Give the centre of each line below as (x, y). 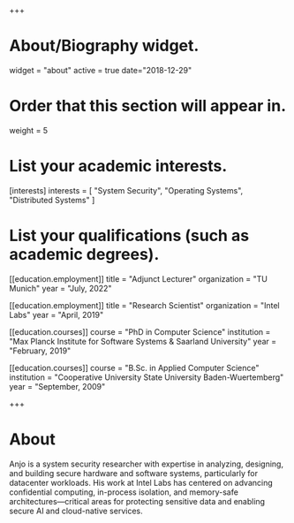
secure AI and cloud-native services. (76, 511)
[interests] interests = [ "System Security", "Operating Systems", (126, 190)
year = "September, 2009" (57, 386)
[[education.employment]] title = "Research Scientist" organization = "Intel (144, 305)
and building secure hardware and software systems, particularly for (134, 473)
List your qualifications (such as (129, 236)
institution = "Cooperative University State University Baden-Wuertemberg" (147, 377)
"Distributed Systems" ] (52, 200)
